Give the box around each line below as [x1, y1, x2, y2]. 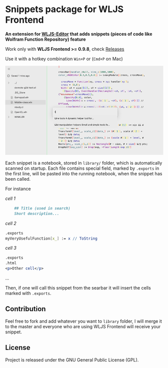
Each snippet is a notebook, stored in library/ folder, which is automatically [5, 160, 162, 166]
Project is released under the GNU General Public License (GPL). [5, 356, 139, 363]
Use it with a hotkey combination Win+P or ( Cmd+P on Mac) [5, 55, 123, 61]
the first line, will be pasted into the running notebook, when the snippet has [5, 170, 162, 177]
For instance [5, 185, 31, 192]
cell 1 [5, 195, 16, 201]
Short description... [14, 211, 59, 216]
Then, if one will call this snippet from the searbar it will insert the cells [5, 285, 151, 291]
